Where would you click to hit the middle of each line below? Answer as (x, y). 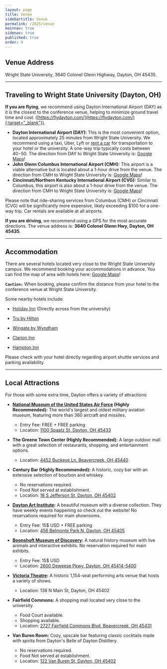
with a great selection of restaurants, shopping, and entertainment (80, 445)
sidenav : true (20, 33)
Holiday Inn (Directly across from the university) (61, 309)
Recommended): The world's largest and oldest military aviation (79, 410)
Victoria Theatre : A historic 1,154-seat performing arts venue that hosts (86, 575)
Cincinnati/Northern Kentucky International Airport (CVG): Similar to (84, 180)
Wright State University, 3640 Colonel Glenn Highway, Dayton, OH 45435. (81, 74)
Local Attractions (32, 383)
